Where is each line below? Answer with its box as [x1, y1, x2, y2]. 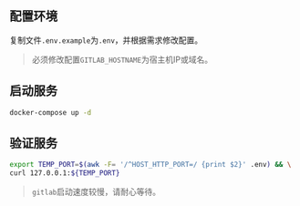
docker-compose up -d [9, 108, 92, 117]
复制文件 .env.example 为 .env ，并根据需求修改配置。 [9, 35, 203, 46]
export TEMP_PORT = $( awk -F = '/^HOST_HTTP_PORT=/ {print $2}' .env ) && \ [9, 160, 292, 170]
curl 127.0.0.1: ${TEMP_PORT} [9, 169, 120, 178]
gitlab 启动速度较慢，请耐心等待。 [31, 186, 161, 198]
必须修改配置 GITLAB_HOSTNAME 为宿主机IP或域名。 [31, 54, 212, 65]
